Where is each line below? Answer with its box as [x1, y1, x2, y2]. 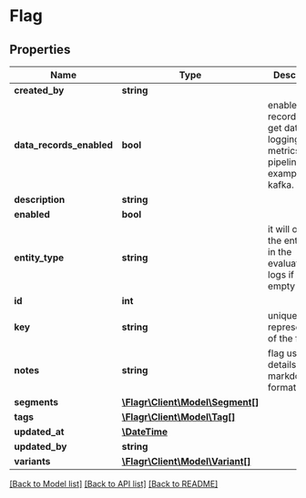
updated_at [14, 425, 65, 438]
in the [267, 246, 292, 258]
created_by [14, 84, 65, 97]
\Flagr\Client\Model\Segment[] [121, 396, 260, 408]
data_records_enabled [14, 138, 114, 151]
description [14, 193, 66, 206]
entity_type [14, 251, 65, 264]
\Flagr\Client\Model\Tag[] [121, 411, 236, 423]
